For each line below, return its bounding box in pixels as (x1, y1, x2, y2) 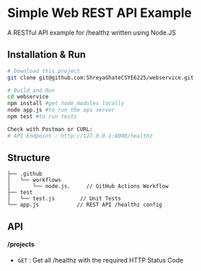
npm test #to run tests (7, 113, 78, 120)
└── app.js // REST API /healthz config (7, 201, 162, 209)
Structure (7, 152, 51, 164)
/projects (7, 240, 35, 248)
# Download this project (7, 67, 80, 75)
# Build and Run (7, 87, 55, 94)
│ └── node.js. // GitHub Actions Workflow (7, 183, 169, 190)
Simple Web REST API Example (7, 5, 192, 21)
